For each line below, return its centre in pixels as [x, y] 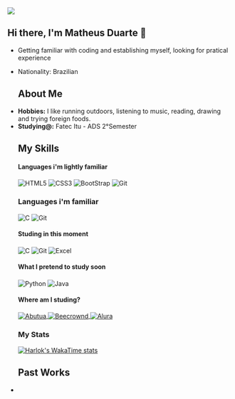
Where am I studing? [49, 300]
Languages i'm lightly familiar [63, 166]
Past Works [44, 373]
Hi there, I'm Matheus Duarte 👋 [77, 33]
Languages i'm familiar [58, 201]
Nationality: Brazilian [48, 71]
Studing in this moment [53, 234]
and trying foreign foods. [54, 118]
